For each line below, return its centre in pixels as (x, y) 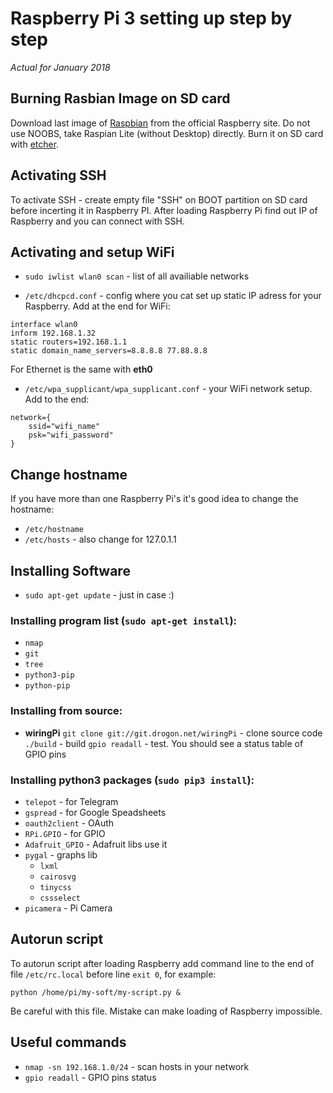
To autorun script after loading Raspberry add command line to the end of (162, 963)
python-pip (47, 686)
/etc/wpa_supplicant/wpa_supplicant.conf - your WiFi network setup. (168, 389)
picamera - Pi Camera (68, 908)
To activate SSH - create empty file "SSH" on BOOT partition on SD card (159, 199)
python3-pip (49, 675)
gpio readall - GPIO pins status (90, 1077)
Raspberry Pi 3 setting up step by (151, 18)
